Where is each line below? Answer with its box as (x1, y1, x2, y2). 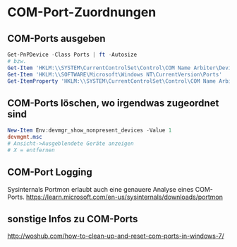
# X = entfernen (7, 147, 55, 154)
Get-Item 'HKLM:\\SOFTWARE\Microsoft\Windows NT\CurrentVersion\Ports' (7, 71, 222, 78)
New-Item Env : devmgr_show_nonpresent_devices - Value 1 (7, 127, 172, 134)
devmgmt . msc (7, 134, 42, 141)
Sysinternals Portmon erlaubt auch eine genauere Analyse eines (7, 185, 194, 193)
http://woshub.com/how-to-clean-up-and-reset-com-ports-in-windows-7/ (7, 231, 224, 241)
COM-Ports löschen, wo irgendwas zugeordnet (7, 97, 219, 109)
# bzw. (7, 57, 27, 64)
